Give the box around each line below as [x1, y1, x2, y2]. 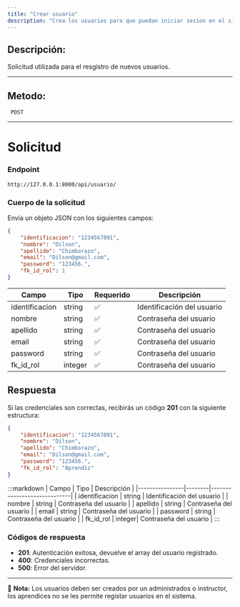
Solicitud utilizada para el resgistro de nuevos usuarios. [7, 62, 170, 71]
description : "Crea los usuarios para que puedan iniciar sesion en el [7, 17, 225, 24]
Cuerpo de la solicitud [7, 197, 86, 207]
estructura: [7, 411, 40, 419]
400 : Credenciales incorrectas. [17, 556, 111, 565]
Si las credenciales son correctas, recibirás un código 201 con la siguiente [7, 403, 226, 411]
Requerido [94, 290, 131, 300]
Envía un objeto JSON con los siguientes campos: [7, 214, 154, 222]
